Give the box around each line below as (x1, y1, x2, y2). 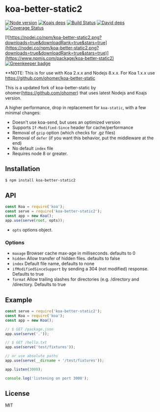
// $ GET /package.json (5, 327, 54, 332)
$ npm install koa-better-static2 (5, 178, 76, 182)
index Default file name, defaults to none (12, 261, 95, 267)
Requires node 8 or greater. (12, 151, 68, 156)
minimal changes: (5, 109, 41, 116)
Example (5, 296, 32, 304)
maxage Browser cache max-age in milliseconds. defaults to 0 (12, 250, 136, 256)
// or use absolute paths (5, 354, 58, 359)
